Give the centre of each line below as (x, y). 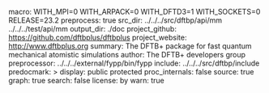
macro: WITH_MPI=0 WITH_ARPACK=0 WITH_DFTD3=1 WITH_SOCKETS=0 (134, 12)
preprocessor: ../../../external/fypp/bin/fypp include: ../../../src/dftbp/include (134, 63)
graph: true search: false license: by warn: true (86, 80)
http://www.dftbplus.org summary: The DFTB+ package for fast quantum (130, 46)
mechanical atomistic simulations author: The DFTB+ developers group (127, 55)
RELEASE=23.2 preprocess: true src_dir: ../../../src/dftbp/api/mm (115, 20)
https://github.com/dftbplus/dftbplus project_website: (98, 37)
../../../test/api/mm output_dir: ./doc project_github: (92, 29)
